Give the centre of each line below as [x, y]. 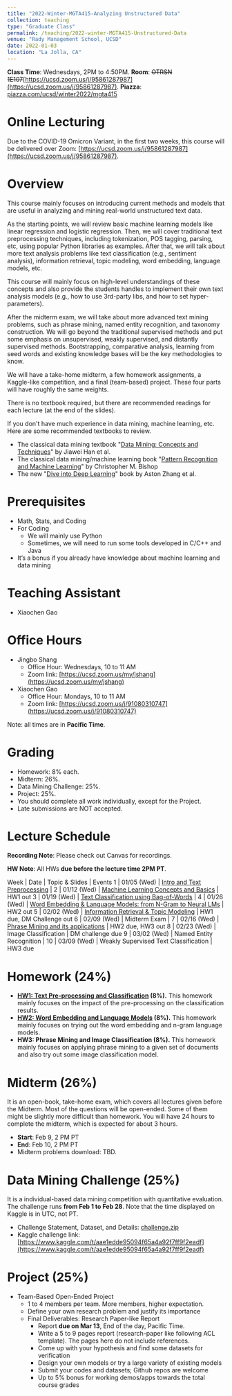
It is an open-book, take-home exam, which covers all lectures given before [115, 1102]
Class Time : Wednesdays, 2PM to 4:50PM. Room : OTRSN [90, 72]
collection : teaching [38, 20]
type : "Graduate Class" [41, 26]
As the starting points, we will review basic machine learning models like [110, 224]
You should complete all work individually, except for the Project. [109, 801]
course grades [58, 1385]
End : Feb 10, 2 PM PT [48, 1145]
